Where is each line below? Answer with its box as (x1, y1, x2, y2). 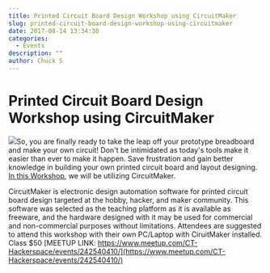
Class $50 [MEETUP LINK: (8, 237, 96, 247)
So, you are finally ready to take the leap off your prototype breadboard (16, 136, 255, 146)
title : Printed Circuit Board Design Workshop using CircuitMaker (8, 11, 237, 20)
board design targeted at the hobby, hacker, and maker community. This (8, 195, 249, 204)
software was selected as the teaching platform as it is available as (8, 204, 231, 213)
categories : (8, 34, 49, 43)
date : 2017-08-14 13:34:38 (8, 27, 99, 35)
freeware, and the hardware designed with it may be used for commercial (8, 212, 253, 222)
